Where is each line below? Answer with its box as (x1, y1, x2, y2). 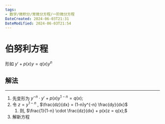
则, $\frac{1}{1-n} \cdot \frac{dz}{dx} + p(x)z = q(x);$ (19, 107, 128, 113)
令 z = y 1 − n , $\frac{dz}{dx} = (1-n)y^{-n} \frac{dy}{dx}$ (12, 101, 128, 107)
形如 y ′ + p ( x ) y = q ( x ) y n (5, 60, 53, 67)
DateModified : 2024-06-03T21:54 (5, 21, 71, 26)
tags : (5, 7, 16, 12)
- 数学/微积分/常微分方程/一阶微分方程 (5, 12, 75, 17)
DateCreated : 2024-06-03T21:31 (5, 16, 69, 21)
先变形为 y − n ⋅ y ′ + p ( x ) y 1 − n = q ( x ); (12, 94, 83, 101)
